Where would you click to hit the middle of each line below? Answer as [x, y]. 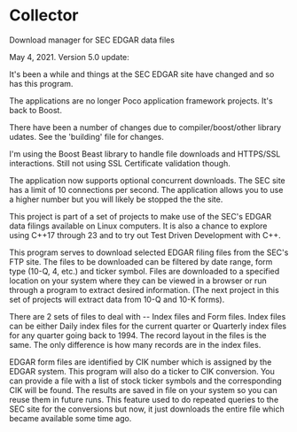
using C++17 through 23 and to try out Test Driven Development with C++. [145, 235]
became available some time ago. [70, 418]
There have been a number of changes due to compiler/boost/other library [145, 127]
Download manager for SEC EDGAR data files [92, 40]
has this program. [41, 83]
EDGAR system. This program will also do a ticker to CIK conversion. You [142, 371]
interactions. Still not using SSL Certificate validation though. [120, 163]
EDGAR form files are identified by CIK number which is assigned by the [141, 362]
